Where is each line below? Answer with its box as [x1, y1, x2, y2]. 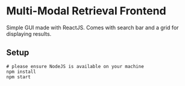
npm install [6, 69, 36, 75]
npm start [6, 73, 31, 80]
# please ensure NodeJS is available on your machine [6, 63, 145, 69]
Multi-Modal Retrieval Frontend [6, 4, 167, 18]
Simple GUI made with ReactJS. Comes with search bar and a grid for [6, 24, 179, 31]
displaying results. [6, 30, 52, 37]
